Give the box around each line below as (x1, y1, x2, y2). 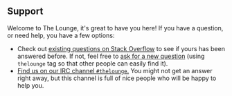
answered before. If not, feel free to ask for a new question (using (17, 52, 205, 60)
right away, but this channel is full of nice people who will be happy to (17, 74, 217, 82)
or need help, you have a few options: (7, 31, 115, 39)
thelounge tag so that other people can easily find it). (17, 59, 168, 68)
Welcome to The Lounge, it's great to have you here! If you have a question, (7, 23, 224, 32)
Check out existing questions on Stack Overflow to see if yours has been (17, 44, 225, 52)
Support (7, 6, 44, 17)
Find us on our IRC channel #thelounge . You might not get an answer (17, 66, 213, 75)
